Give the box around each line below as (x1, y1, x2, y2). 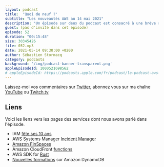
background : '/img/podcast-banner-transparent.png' (5, 61, 112, 66)
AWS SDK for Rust (12, 151, 49, 157)
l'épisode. (5, 121, 25, 127)
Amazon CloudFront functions (12, 146, 73, 152)
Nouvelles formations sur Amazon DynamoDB (12, 156, 104, 162)
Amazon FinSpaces (12, 141, 51, 147)
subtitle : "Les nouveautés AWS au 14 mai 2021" (5, 16, 104, 21)
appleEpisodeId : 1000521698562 (5, 66, 69, 71)
